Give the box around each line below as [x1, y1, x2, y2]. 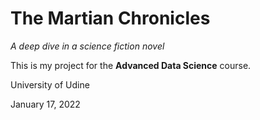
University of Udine [10, 78, 90, 91]
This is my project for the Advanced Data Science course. [10, 59, 252, 71]
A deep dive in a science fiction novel [10, 40, 165, 52]
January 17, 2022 [10, 98, 81, 110]
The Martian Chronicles [10, 7, 211, 30]
